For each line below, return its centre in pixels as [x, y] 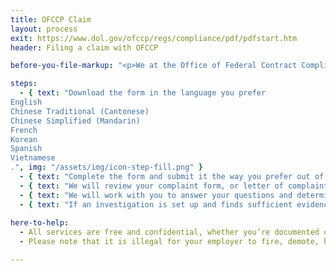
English [26, 102]
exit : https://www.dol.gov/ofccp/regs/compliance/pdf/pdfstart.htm [154, 38]
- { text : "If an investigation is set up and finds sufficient [156, 204]
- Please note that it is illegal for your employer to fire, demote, [169, 242]
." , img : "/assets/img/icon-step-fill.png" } [106, 167]
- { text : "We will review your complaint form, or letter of [151, 186]
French [24, 130]
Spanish [26, 149]
